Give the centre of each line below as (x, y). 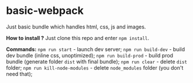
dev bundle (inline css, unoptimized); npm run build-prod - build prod (90, 55)
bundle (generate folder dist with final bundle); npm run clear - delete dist (96, 62)
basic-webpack (45, 11)
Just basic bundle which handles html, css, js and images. (76, 27)
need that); (19, 74)
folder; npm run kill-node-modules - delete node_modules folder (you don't (95, 67)
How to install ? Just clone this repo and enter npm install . (78, 38)
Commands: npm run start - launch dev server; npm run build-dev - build (96, 49)
